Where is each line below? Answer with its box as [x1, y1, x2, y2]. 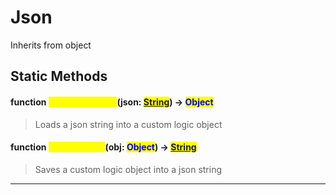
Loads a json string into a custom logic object [34, 118, 223, 130]
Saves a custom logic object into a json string [34, 163, 223, 175]
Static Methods [10, 68, 108, 85]
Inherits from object [10, 39, 92, 51]
